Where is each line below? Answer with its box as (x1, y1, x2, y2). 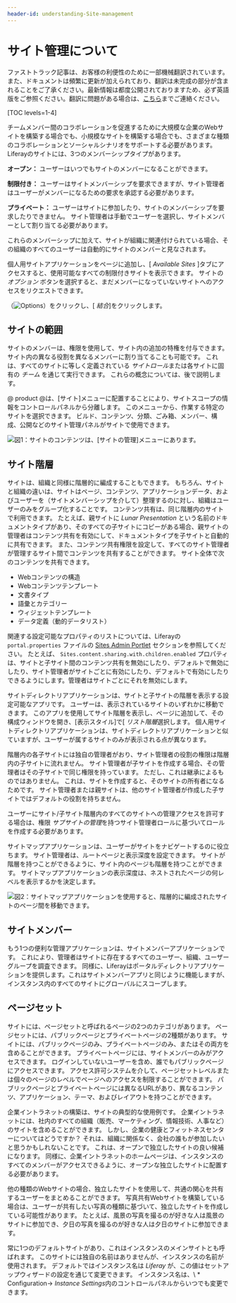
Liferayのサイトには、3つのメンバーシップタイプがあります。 (7, 149, 185, 157)
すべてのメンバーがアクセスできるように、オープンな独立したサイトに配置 (7, 1160, 222, 1169)
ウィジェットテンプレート (17, 608, 92, 617)
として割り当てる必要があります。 (13, 220, 112, 230)
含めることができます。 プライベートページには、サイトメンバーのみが (7, 1048, 213, 1057)
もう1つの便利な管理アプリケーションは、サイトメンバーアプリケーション (7, 944, 220, 952)
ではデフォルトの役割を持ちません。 (19, 795, 125, 803)
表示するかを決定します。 (25, 877, 100, 886)
